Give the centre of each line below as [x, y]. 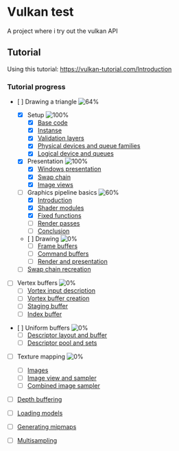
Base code [53, 123]
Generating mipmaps [47, 427]
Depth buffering [39, 399]
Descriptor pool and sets [62, 343]
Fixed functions [59, 215]
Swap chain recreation [59, 269]
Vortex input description [61, 291]
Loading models [40, 413]
